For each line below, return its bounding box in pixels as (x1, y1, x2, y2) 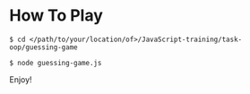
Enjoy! (9, 73, 33, 85)
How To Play (9, 5, 103, 26)
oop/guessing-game (9, 42, 78, 52)
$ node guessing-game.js (9, 58, 102, 67)
